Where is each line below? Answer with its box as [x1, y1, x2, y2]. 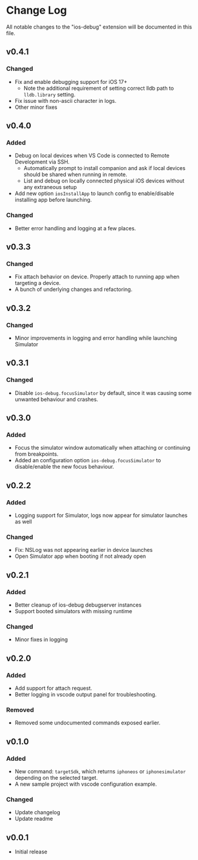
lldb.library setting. [23, 90, 76, 98]
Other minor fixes [14, 103, 58, 111]
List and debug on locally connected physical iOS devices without [23, 177, 185, 184]
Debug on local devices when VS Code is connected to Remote [14, 152, 170, 159]
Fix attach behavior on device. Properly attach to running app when [14, 273, 180, 280]
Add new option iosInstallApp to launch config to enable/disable [14, 190, 174, 197]
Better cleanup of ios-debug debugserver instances [14, 601, 142, 608]
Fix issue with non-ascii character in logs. [14, 97, 117, 104]
